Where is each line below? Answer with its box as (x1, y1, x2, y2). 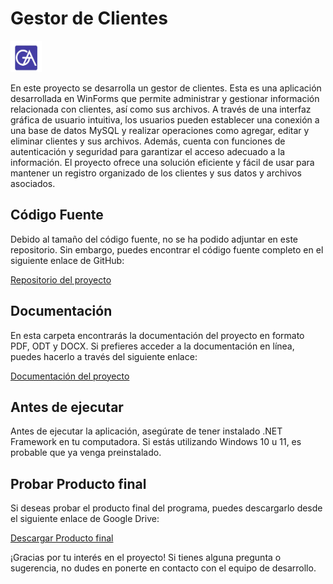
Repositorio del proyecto (10, 273, 112, 286)
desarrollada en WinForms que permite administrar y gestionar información (10, 92, 320, 104)
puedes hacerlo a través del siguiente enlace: (10, 350, 198, 362)
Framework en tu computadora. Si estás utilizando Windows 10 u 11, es (10, 436, 302, 448)
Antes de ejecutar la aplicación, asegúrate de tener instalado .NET (10, 425, 283, 437)
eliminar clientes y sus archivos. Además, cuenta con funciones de (10, 135, 286, 147)
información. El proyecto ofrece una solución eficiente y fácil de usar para (10, 156, 315, 168)
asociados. (10, 177, 56, 189)
